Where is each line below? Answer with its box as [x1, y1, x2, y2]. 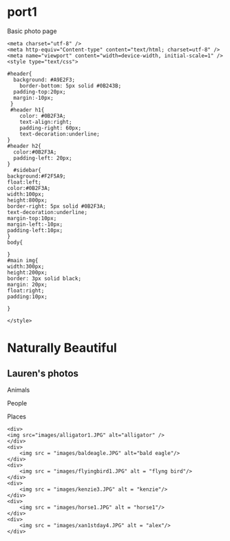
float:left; [7, 178, 41, 186]
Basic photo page [7, 27, 57, 35]
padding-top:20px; [13, 88, 67, 95]
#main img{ [7, 257, 39, 264]
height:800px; [7, 197, 48, 204]
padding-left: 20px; [13, 154, 72, 162]
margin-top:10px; [7, 215, 57, 222]
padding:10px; [7, 293, 48, 300]
